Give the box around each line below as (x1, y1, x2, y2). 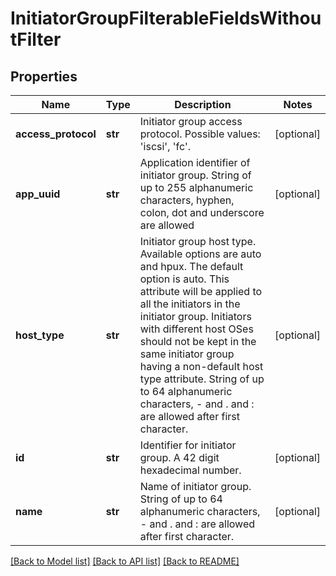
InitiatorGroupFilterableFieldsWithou (10, 7, 322, 30)
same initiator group (139, 347, 235, 361)
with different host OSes (139, 322, 254, 336)
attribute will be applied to (139, 285, 263, 298)
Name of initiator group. (139, 480, 252, 493)
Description (174, 98, 232, 111)
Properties (10, 68, 78, 85)
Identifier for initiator (139, 438, 237, 452)
